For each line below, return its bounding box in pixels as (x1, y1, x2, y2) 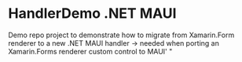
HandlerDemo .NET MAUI (8, 5, 177, 22)
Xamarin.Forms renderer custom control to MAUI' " (8, 46, 173, 56)
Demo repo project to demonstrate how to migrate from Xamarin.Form (8, 30, 235, 40)
